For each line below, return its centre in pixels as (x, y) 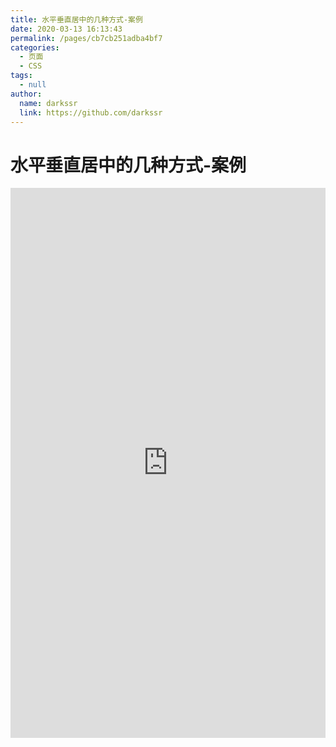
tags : (21, 76)
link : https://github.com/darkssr (91, 112)
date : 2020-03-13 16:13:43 (66, 29)
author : (26, 94)
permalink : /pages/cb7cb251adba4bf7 (86, 38)
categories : (35, 47)
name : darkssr (48, 103)
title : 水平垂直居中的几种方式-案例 (76, 19)
